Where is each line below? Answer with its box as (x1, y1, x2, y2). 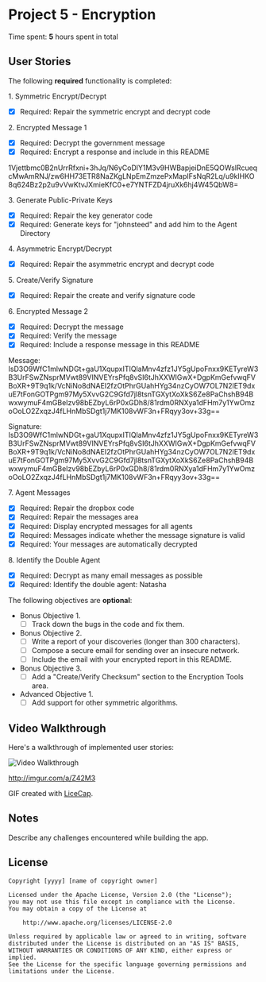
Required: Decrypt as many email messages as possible (19, 570, 203, 580)
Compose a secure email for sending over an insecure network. (31, 645, 240, 655)
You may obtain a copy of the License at (8, 904, 148, 913)
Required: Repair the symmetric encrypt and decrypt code (19, 106, 210, 116)
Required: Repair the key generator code (19, 211, 153, 220)
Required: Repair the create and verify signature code (19, 291, 196, 300)
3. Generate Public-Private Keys (8, 195, 113, 204)
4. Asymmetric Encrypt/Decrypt (8, 244, 113, 253)
